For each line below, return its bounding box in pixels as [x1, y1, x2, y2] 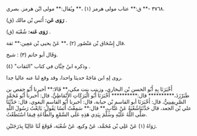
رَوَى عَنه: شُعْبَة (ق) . [6, 28, 51, 35]
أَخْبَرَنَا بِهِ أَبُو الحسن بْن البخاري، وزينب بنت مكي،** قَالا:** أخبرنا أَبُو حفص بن [6, 86, 173, 93]
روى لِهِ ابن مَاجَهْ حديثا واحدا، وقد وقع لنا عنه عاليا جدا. [6, 74, 123, 81]
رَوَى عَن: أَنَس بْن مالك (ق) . [6, 17, 68, 23]
